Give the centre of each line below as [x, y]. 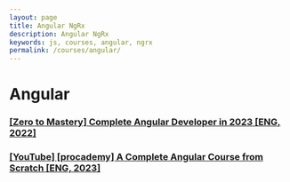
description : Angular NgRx [59, 34]
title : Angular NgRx [48, 26]
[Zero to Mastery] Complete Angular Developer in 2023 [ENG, [145, 123]
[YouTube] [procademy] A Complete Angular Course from [137, 157]
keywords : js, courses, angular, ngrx [81, 42]
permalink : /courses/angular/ [65, 51]
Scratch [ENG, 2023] [55, 168]
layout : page [33, 17]
